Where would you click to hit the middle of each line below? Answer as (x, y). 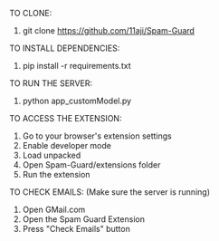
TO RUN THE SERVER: (51, 83)
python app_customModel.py (77, 101)
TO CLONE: (31, 13)
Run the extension (56, 174)
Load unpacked (52, 155)
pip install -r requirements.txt (76, 66)
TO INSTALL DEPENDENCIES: (65, 48)
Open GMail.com (54, 209)
